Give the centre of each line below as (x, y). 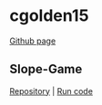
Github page (33, 41)
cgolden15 (49, 16)
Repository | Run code (51, 91)
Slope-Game (46, 69)
